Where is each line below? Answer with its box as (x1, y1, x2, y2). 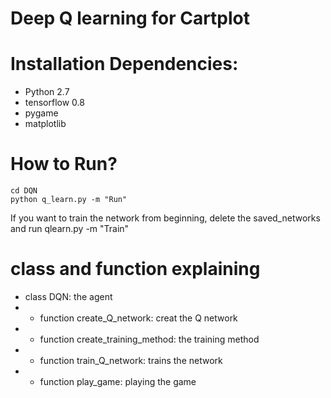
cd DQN (10, 186, 38, 196)
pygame (24, 107, 59, 119)
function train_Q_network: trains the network (39, 355, 223, 366)
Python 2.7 (24, 86, 70, 98)
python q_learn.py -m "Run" (10, 195, 128, 205)
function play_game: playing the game (39, 376, 197, 387)
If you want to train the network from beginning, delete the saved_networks (10, 212, 321, 224)
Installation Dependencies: (10, 53, 239, 76)
